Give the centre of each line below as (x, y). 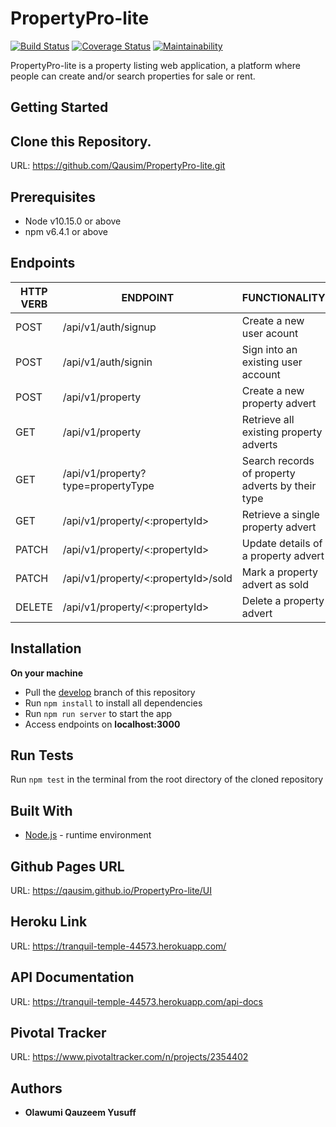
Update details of (282, 543)
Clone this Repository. (81, 141)
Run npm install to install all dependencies (113, 703)
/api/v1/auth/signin (107, 362)
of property (268, 473)
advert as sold (275, 584)
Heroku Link (49, 922)
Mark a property (279, 572)
